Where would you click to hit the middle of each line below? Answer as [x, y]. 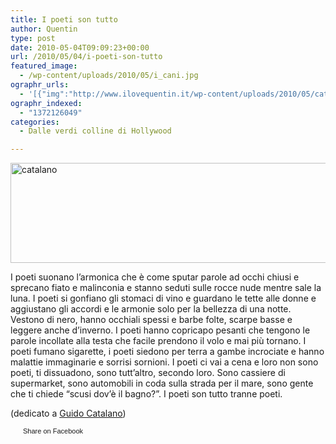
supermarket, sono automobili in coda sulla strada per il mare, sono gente [162, 383]
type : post [33, 38]
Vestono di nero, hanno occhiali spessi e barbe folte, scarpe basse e [151, 320]
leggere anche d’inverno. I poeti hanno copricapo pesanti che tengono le [160, 330]
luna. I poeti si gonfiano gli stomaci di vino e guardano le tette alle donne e [163, 298]
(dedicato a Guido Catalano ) [68, 413]
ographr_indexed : [46, 103]
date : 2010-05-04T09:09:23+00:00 [80, 47]
